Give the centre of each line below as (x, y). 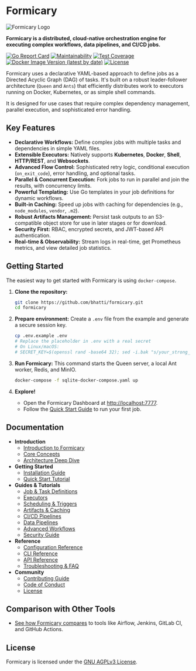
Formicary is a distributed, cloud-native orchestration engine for (86, 38)
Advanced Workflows (49, 528)
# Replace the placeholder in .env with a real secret (83, 341)
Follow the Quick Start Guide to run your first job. (82, 409)
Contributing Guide (46, 578)
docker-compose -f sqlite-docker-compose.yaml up (76, 380)
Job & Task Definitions (50, 491)
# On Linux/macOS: (37, 347)
